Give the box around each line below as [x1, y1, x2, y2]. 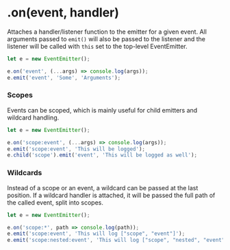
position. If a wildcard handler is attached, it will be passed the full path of [7, 191, 216, 199]
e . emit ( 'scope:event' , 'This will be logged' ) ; [7, 146, 146, 152]
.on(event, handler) [7, 5, 120, 21]
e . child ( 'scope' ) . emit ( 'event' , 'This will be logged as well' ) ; [7, 152, 198, 159]
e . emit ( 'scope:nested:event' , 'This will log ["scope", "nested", [7, 237, 201, 244]
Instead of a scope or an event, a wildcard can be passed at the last [7, 183, 199, 192]
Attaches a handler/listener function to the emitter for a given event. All [7, 27, 207, 36]
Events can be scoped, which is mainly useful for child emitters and [7, 106, 198, 114]
